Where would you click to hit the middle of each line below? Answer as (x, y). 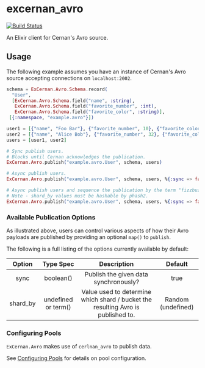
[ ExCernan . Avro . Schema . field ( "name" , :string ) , (74, 101)
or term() (58, 307)
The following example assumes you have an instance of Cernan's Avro (96, 72)
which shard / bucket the (117, 300)
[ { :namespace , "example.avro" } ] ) (52, 118)
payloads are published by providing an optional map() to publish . (88, 237)
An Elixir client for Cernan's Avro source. (57, 37)
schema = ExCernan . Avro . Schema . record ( (57, 89)
